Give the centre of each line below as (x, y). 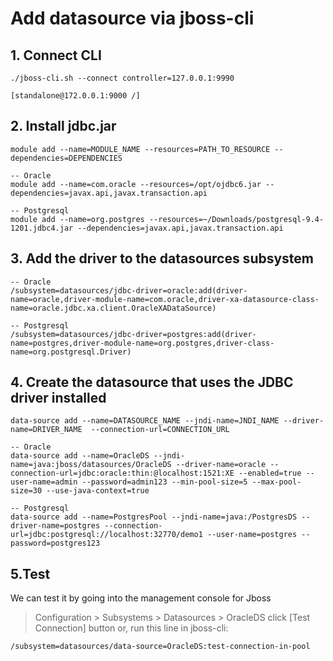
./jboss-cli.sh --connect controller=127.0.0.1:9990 (122, 78)
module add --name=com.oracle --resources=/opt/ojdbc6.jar (136, 184)
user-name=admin (44, 482)
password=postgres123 (55, 543)
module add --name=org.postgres (77, 219)
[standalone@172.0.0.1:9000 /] (75, 96)
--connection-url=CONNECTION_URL (160, 430)
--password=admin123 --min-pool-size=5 (164, 482)
